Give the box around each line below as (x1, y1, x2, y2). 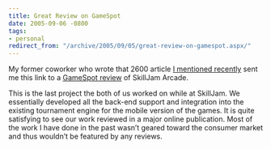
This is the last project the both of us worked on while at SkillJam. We (8, 88, 240, 98)
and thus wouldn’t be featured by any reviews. (8, 131, 163, 142)
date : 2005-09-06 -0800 (8, 19, 89, 28)
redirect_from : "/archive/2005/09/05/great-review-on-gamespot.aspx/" (8, 42, 252, 50)
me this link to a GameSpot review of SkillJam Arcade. (8, 73, 188, 83)
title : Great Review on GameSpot (8, 11, 121, 20)
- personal (8, 34, 45, 43)
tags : (8, 27, 27, 35)
